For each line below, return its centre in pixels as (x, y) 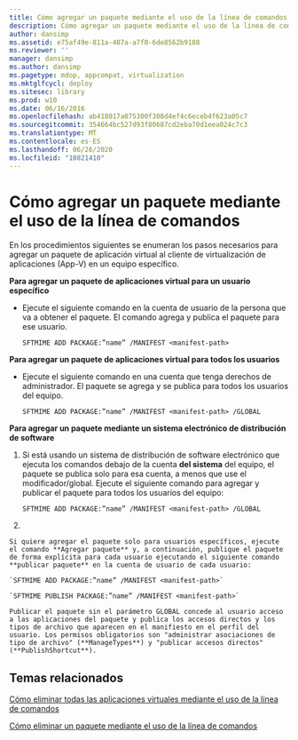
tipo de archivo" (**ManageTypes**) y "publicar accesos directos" (137, 643)
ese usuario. (45, 327)
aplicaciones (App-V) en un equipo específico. (94, 264)
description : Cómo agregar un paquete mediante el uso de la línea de (142, 26)
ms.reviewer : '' (39, 51)
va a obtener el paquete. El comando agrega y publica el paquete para (150, 317)
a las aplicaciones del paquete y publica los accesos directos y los (142, 620)
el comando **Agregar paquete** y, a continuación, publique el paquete (146, 550)
